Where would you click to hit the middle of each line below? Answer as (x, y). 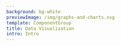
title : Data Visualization (40, 28)
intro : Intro (23, 34)
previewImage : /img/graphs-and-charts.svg (60, 17)
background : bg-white (34, 12)
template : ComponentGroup (39, 23)
